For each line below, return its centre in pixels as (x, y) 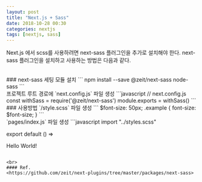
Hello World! (22, 146)
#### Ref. (19, 168)
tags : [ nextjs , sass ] (34, 35)
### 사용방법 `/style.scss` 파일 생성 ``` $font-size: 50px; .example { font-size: (101, 108)
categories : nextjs (31, 29)
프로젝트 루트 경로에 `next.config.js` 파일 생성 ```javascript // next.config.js (96, 94)
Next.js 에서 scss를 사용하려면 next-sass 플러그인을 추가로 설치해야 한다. (93, 53)
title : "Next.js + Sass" (38, 18)
